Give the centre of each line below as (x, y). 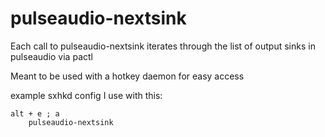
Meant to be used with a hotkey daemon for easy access (127, 76)
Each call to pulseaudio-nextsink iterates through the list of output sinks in (163, 46)
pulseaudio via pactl (51, 56)
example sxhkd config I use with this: (86, 95)
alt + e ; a (35, 113)
